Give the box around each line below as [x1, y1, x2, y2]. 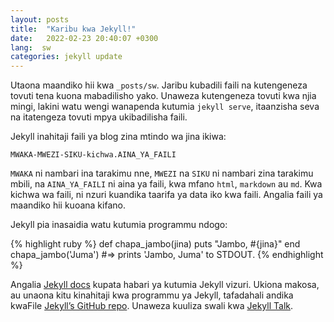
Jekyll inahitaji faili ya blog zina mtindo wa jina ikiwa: [10, 131, 227, 143]
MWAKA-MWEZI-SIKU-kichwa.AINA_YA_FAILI [10, 150, 177, 160]
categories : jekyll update [10, 52, 123, 62]
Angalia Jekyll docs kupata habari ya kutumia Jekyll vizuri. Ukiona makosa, [10, 279, 320, 291]
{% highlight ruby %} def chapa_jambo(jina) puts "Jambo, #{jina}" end [10, 238, 301, 250]
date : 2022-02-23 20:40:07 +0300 [10, 33, 159, 43]
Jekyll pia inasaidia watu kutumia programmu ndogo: [10, 219, 228, 231]
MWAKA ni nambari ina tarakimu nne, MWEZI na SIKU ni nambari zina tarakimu [10, 167, 314, 180]
